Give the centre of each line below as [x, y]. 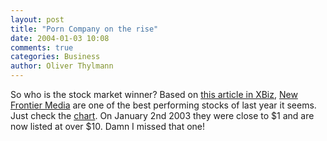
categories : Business [55, 57]
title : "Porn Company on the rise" [84, 29]
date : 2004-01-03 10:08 [60, 38]
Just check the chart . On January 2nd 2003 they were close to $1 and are [162, 115]
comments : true [42, 47]
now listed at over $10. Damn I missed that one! [108, 126]
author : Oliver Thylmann [62, 66]
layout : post [37, 19]
